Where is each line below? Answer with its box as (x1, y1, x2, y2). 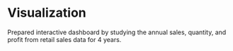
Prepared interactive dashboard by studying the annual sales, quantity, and (7, 28, 227, 36)
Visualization (7, 5, 86, 21)
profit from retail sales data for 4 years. (7, 35, 122, 43)
